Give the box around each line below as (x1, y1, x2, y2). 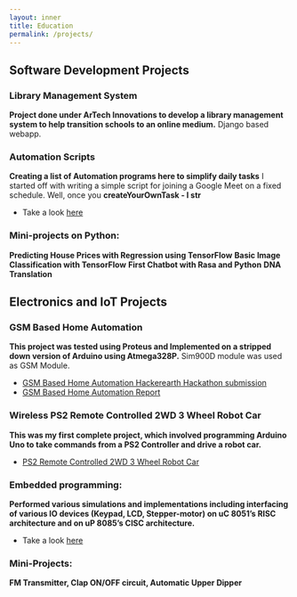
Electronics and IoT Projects (9, 295, 167, 310)
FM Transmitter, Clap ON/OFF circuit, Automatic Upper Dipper (9, 577, 243, 588)
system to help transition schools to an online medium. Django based (9, 119, 269, 130)
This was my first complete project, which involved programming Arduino (9, 429, 287, 440)
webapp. (9, 128, 42, 139)
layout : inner (9, 12, 62, 22)
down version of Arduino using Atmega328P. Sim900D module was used (9, 351, 283, 362)
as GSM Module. (9, 360, 70, 371)
